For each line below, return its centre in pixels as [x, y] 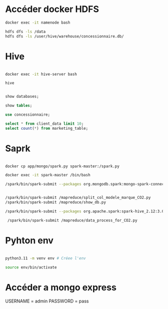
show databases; [22, 97]
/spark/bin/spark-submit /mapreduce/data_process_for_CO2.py [72, 220]
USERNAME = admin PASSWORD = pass [47, 301]
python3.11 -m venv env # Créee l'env [45, 258]
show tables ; [19, 106]
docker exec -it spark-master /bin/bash [48, 175]
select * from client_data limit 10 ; [44, 124]
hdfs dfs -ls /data [25, 32]
